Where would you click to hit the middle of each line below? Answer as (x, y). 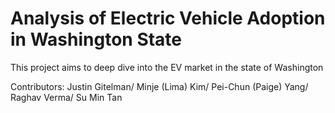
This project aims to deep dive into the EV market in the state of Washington (167, 67)
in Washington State (96, 39)
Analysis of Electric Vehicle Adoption (168, 18)
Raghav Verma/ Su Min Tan (66, 97)
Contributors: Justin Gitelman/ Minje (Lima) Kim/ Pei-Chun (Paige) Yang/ (159, 86)
